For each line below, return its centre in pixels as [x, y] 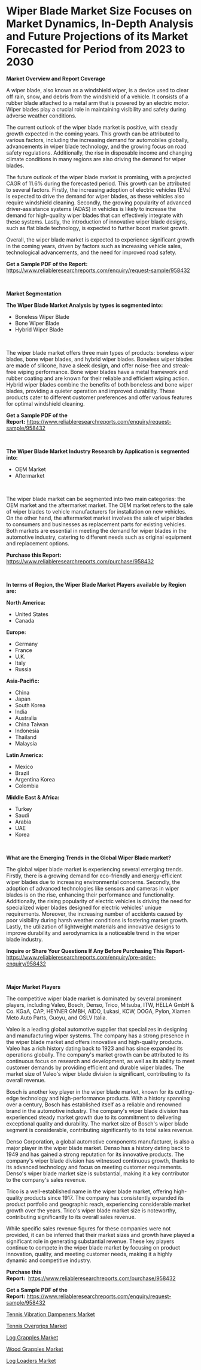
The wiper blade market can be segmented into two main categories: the [96, 499]
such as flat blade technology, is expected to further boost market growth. [98, 228]
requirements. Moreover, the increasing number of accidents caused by [95, 914]
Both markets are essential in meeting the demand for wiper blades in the [97, 530]
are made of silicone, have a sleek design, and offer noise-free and [89, 365]
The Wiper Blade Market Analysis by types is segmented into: [85, 305]
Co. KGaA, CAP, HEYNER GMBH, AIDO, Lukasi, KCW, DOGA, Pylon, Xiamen [98, 1011]
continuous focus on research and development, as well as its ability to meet [100, 1061]
